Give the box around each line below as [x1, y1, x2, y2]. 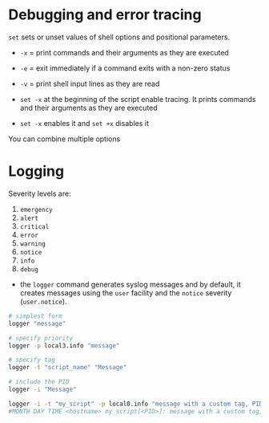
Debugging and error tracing [8, 6, 202, 24]
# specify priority [8, 334, 74, 342]
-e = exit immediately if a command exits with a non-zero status [19, 63, 231, 73]
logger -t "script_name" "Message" [8, 364, 127, 372]
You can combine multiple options [8, 134, 121, 144]
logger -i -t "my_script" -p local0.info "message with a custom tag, [8, 400, 249, 408]
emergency [19, 205, 54, 214]
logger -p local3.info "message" [8, 341, 120, 350]
